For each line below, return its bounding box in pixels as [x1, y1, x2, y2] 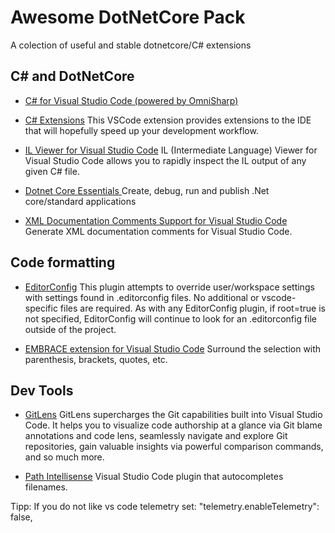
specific [24, 302, 58, 314]
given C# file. [24, 165, 80, 177]
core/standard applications [24, 195, 137, 207]
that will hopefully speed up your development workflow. [24, 124, 259, 136]
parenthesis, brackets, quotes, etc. [24, 353, 168, 365]
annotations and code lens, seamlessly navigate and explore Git [24, 430, 288, 442]
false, [10, 511, 33, 523]
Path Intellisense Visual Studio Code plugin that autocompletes [24, 471, 284, 483]
